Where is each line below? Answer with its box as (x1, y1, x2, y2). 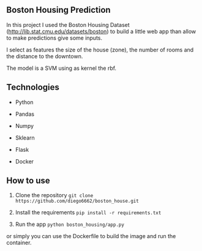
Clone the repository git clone (15, 192, 94, 199)
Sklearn (15, 134, 35, 141)
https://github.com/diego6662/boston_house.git (15, 198, 139, 204)
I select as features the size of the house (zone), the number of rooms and (6, 46, 194, 53)
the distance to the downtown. (6, 52, 83, 60)
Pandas (15, 110, 35, 118)
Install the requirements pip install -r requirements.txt (15, 209, 162, 216)
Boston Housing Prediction (6, 5, 111, 15)
